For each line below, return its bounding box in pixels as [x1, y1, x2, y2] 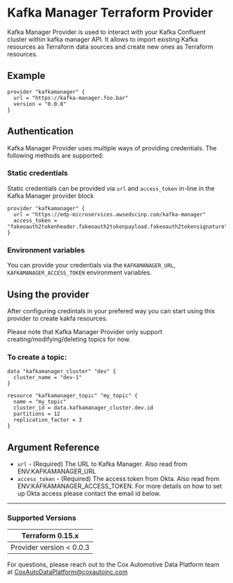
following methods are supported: [7, 151, 104, 159]
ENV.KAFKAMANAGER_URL [17, 467, 96, 476]
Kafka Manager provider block [7, 191, 94, 200]
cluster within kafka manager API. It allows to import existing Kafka [7, 35, 198, 43]
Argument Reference [7, 442, 100, 453]
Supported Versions [7, 513, 76, 523]
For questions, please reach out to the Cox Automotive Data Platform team [7, 560, 220, 569]
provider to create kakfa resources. [7, 314, 108, 322]
